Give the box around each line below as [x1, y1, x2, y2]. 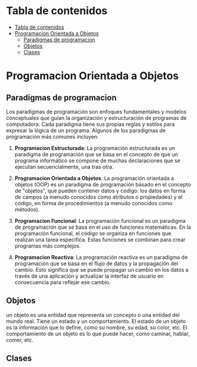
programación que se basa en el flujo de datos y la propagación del [14, 260, 178, 267]
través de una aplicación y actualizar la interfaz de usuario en [14, 272, 164, 279]
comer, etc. [6, 336, 34, 343]
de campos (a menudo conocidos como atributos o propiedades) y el [14, 193, 183, 201]
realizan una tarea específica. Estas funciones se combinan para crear [14, 236, 186, 243]
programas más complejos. [14, 242, 81, 249]
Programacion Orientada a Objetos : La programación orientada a [14, 175, 175, 182]
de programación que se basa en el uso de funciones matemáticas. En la [14, 223, 191, 231]
